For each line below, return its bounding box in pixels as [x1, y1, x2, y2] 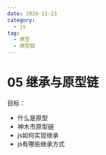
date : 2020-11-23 [7, 10, 58, 17]
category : [7, 17, 36, 24]
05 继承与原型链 [7, 74, 99, 90]
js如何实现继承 [17, 131, 59, 139]
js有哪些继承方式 [17, 140, 65, 148]
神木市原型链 [17, 122, 54, 131]
